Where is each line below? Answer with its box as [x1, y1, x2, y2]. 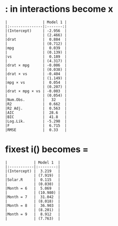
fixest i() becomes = [5, 144, 88, 155]
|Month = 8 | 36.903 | [5, 203, 60, 208]
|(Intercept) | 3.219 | [5, 168, 60, 173]
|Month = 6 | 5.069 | [5, 186, 60, 191]
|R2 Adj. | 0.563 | [5, 106, 67, 111]
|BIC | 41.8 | [5, 114, 67, 119]
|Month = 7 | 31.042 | [5, 194, 60, 199]
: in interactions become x [5, 3, 113, 15]
